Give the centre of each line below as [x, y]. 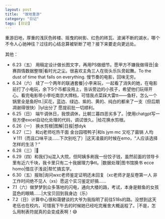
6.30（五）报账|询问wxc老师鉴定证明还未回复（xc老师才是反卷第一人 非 [85, 175]
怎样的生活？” [26, 145]
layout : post [18, 10]
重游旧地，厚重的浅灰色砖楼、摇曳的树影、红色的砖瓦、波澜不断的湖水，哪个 [82, 38]
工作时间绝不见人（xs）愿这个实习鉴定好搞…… [59, 181]
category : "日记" [22, 19]
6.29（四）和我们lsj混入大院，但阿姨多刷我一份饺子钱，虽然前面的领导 [83, 157]
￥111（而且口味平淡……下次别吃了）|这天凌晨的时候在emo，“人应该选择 [85, 138]
